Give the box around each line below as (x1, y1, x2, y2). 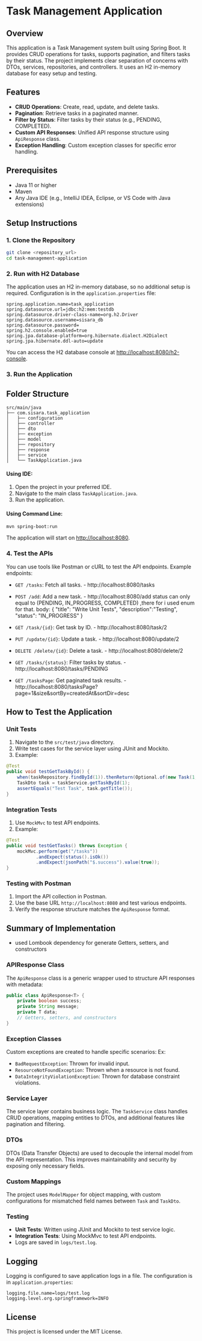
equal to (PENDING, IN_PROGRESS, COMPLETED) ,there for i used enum (14, 599, 195, 606)
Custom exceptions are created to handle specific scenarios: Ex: (6, 1048, 166, 1056)
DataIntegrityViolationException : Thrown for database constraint (14, 1073, 180, 1080)
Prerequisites (6, 166, 58, 176)
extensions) (14, 201, 44, 208)
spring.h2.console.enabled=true (6, 328, 87, 334)
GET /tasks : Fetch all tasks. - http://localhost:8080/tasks (14, 581, 155, 588)
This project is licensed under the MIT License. (6, 1328, 123, 1335)
